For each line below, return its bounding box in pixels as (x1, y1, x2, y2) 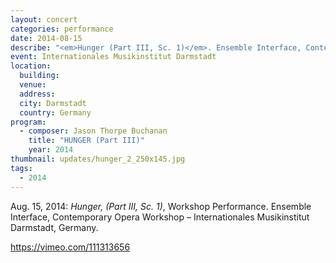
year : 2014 (28, 145, 74, 155)
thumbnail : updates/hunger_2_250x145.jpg (10, 154, 186, 164)
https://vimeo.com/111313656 (10, 241, 131, 253)
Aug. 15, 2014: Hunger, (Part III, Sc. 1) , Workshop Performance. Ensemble (10, 200, 312, 212)
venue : (19, 80, 47, 90)
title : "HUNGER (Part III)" (28, 136, 145, 146)
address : (19, 89, 56, 99)
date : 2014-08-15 (10, 33, 83, 43)
